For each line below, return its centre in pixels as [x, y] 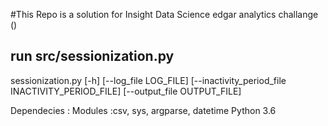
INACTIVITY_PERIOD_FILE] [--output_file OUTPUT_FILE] [126, 91]
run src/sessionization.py [92, 56]
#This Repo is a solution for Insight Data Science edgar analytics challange [164, 14]
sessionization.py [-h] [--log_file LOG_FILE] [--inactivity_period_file [148, 80]
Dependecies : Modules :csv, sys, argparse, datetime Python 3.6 [143, 110]
